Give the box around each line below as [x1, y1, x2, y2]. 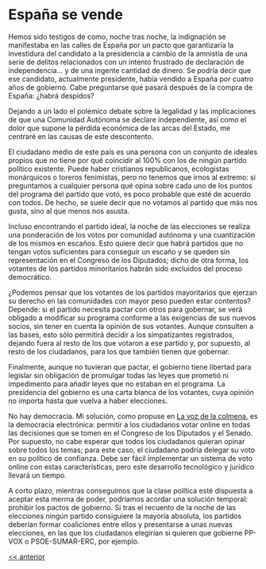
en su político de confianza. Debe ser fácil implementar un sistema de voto [8, 453, 253, 463]
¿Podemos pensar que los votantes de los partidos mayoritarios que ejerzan [8, 288, 258, 297]
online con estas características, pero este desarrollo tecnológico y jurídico [8, 462, 255, 471]
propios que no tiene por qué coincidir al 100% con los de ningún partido [8, 155, 248, 165]
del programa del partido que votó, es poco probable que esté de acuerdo [8, 189, 252, 199]
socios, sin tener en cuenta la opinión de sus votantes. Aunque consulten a [8, 321, 254, 331]
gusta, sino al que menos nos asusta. [8, 206, 130, 215]
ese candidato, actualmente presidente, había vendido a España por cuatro [8, 74, 254, 83]
